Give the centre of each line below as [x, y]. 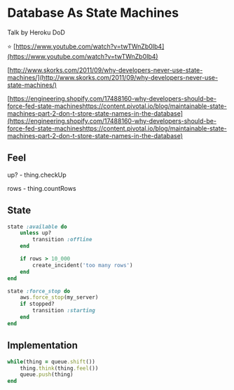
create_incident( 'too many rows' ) [83, 265]
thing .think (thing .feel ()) [59, 368]
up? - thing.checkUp [37, 175]
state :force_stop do [39, 291]
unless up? [36, 233]
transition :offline [62, 240]
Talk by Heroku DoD [36, 32]
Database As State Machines [93, 13]
